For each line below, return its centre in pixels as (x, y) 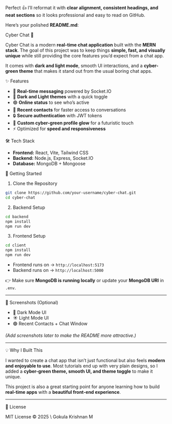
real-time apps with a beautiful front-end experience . (63, 392)
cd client (16, 245)
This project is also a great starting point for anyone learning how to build (83, 387)
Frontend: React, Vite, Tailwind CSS (50, 153)
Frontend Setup (29, 236)
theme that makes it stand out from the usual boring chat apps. (85, 71)
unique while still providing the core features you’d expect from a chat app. (85, 56)
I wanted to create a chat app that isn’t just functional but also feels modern (85, 360)
